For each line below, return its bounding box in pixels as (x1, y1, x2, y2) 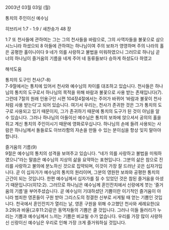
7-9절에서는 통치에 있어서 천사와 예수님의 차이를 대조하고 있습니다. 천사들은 (5, 83, 154, 89)
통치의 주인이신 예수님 (5, 15, 49, 21)
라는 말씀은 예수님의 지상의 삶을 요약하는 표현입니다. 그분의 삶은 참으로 (19, 157, 158, 163)
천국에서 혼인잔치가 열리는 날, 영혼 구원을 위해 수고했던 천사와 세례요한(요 (16, 201, 160, 206)
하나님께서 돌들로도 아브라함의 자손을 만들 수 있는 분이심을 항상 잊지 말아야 (14, 127, 161, 133)
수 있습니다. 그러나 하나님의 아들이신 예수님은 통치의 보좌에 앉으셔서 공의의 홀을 (5, 115, 161, 120)
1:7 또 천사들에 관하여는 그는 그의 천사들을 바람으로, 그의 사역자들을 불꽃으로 (5, 37, 155, 42)
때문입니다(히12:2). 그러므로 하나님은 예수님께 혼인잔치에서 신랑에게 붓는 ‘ (10, 182, 155, 188)
